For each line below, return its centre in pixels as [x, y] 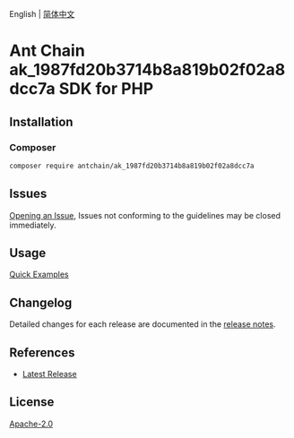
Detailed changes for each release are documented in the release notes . [143, 324]
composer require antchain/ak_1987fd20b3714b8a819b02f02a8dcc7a [132, 166]
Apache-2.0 [31, 424]
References [42, 352]
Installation [41, 121]
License [32, 402]
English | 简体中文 [42, 14]
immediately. [33, 225]
